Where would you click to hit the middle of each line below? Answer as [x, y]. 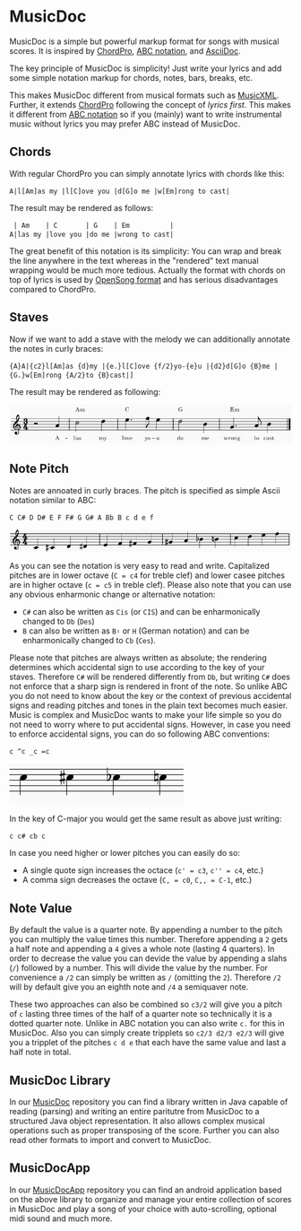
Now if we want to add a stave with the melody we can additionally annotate [150, 339]
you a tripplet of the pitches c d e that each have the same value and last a [148, 1043]
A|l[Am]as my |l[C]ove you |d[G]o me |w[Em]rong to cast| [120, 191]
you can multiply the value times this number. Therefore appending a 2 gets [149, 939]
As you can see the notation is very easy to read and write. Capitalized [140, 566]
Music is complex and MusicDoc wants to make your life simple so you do [146, 715]
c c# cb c [28, 836]
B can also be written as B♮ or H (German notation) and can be [136, 631]
